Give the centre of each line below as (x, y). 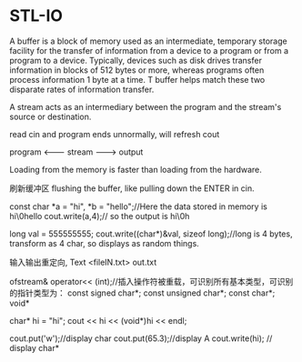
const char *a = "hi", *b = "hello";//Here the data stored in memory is (139, 206)
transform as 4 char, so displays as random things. (105, 243)
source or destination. (50, 116)
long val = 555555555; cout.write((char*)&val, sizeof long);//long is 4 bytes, (151, 234)
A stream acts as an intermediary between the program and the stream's (146, 106)
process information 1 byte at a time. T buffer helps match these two (137, 79)
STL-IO (36, 16)
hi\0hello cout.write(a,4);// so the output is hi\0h (100, 216)
